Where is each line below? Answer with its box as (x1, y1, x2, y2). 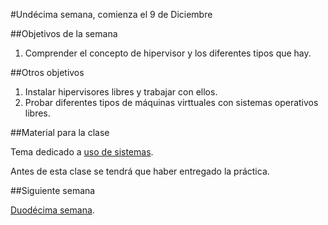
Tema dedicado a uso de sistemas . (10, 146, 154, 158)
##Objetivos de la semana (10, 28, 118, 39)
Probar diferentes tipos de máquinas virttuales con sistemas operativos (24, 97, 319, 108)
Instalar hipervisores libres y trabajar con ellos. (24, 86, 218, 98)
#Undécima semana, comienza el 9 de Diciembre (10, 9, 213, 20)
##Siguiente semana (10, 185, 96, 196)
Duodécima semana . (10, 204, 95, 216)
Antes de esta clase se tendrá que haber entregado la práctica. (10, 165, 270, 177)
